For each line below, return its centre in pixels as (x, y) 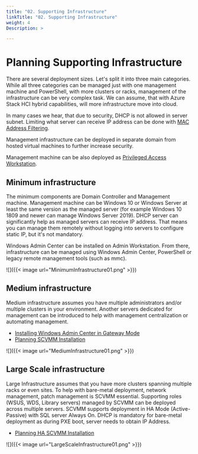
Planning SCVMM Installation (50, 339)
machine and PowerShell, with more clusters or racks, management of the (96, 92)
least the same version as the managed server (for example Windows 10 (94, 209)
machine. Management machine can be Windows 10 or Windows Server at (97, 203)
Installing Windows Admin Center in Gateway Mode (77, 333)
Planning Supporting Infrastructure (94, 62)
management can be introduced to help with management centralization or (97, 315)
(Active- (181, 408)
